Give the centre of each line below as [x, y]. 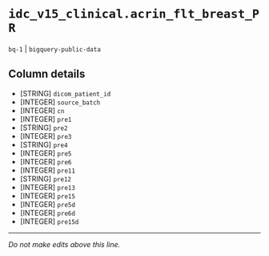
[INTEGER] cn [42, 110]
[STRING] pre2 [44, 128]
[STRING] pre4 [44, 144]
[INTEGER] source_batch [60, 102]
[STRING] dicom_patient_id [65, 93]
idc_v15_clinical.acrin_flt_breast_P [134, 14]
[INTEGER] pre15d [49, 221]
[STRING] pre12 [46, 178]
